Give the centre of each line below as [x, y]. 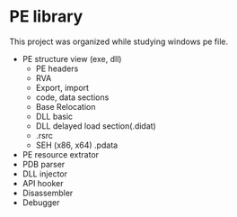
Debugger [41, 202]
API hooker [43, 183]
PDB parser [44, 164]
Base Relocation [66, 106]
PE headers [57, 68]
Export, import [62, 87]
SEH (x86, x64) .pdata [77, 145]
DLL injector [44, 174]
